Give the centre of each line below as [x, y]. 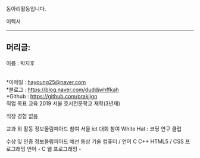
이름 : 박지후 [21, 63]
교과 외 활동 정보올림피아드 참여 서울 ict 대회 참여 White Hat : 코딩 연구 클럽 [94, 128]
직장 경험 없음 [22, 116]
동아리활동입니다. [26, 9]
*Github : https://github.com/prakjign [52, 96]
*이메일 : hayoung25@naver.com [46, 82]
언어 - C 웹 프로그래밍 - [54, 148]
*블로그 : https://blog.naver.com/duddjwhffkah [62, 89]
